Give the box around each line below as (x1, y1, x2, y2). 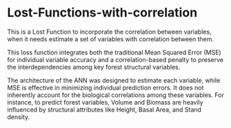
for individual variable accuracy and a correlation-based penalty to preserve (7, 55, 224, 63)
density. (7, 112, 30, 121)
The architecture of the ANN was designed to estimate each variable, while (7, 76, 221, 84)
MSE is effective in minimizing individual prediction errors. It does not (7, 83, 204, 92)
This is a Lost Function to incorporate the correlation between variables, (7, 28, 212, 36)
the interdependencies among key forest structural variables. (7, 63, 181, 71)
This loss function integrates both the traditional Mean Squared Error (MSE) (7, 48, 222, 56)
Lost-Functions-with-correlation (7, 5, 198, 21)
